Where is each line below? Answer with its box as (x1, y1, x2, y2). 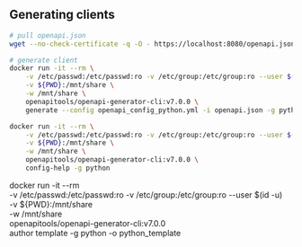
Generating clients (9, 7, 115, 22)
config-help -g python (25, 163, 111, 173)
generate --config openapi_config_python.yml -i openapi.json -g (25, 105, 276, 115)
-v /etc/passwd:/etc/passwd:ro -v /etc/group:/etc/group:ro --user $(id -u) (9, 189, 283, 200)
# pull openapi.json (9, 31, 87, 40)
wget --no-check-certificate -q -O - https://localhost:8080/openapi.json (9, 40, 296, 49)
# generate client (9, 56, 78, 65)
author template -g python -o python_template (9, 227, 182, 238)
